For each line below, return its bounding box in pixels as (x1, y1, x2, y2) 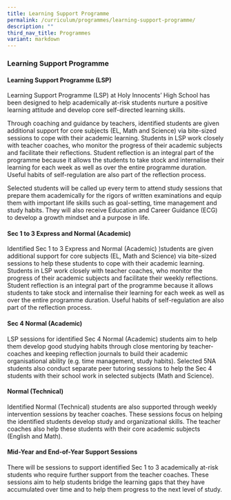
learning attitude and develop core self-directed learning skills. (7, 106, 185, 114)
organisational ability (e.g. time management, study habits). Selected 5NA (7, 357, 217, 365)
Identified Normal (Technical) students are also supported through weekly (7, 402, 217, 411)
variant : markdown (7, 36, 60, 43)
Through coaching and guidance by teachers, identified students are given (7, 119, 219, 128)
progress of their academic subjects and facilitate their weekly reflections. (7, 274, 219, 282)
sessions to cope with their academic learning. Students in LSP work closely (7, 134, 224, 142)
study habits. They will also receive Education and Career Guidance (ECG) (7, 206, 218, 214)
